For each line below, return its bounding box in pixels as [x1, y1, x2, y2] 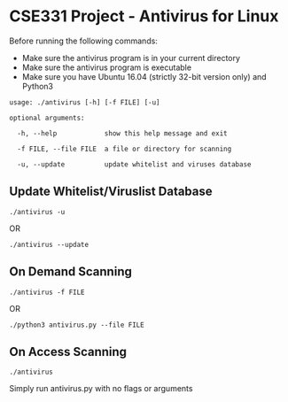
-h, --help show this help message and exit [17, 128, 228, 138]
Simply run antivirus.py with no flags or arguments [9, 383, 193, 394]
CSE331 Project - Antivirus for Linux [9, 6, 279, 27]
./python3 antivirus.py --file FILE [9, 321, 144, 329]
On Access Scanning [9, 344, 127, 359]
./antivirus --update [9, 240, 90, 249]
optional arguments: [9, 113, 86, 122]
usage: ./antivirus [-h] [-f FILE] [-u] [9, 97, 161, 107]
